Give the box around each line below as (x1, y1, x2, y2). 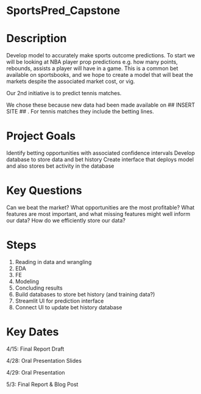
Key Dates (6, 325, 59, 339)
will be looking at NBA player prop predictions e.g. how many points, (6, 59, 178, 66)
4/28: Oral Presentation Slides (6, 357, 82, 364)
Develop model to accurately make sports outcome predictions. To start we (6, 52, 196, 59)
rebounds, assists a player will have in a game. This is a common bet (6, 65, 178, 72)
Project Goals (6, 129, 76, 143)
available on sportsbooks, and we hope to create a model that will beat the (6, 71, 194, 79)
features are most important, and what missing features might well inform (6, 210, 191, 217)
